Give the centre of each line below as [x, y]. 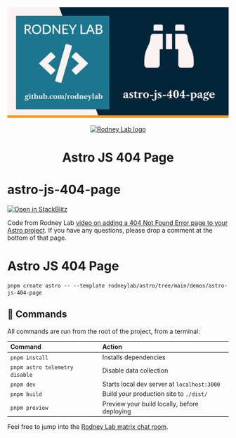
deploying [117, 411]
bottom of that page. [37, 238]
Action [112, 347]
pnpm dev [23, 385]
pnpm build [26, 394]
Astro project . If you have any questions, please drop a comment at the [110, 231]
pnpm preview [29, 408]
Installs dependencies [134, 357]
